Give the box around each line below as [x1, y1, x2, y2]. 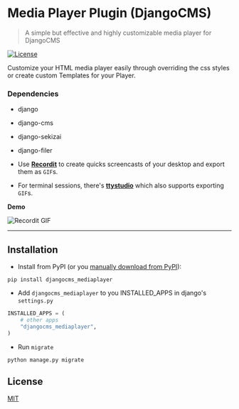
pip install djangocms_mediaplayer [7, 276, 113, 283]
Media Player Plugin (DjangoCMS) [7, 5, 212, 21]
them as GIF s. [17, 168, 58, 176]
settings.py [17, 298, 53, 305]
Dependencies [7, 89, 59, 99]
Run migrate [17, 342, 54, 351]
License [7, 375, 43, 388]
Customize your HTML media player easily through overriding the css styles [7, 63, 230, 72]
